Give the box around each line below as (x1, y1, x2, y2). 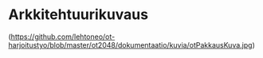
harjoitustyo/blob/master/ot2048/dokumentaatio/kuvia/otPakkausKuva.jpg (8, 40, 253, 49)
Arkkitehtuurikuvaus (8, 6, 149, 24)
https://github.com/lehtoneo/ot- (10, 32, 116, 41)
